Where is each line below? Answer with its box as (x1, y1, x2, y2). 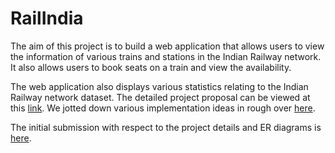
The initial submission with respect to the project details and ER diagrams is (10, 121, 322, 133)
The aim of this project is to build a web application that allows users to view (10, 40, 325, 52)
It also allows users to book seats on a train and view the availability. (10, 61, 292, 73)
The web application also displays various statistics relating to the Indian (10, 80, 309, 92)
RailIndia (10, 7, 84, 30)
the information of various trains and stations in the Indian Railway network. (10, 50, 322, 62)
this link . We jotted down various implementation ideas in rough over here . (10, 102, 316, 114)
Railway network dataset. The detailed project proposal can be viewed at (10, 91, 311, 103)
